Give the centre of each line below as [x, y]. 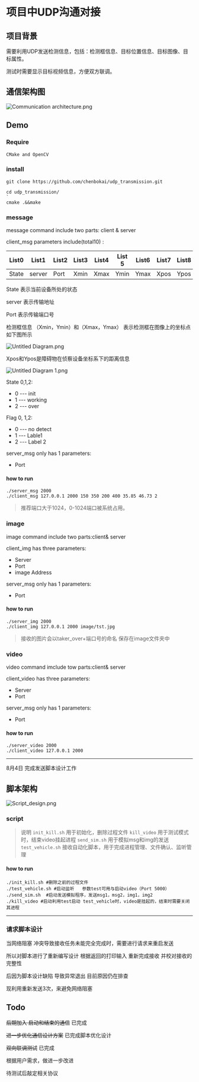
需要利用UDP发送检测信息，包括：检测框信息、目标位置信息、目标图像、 [95, 51]
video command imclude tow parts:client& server [66, 667]
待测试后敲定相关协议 [32, 1073]
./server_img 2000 [29, 621]
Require [18, 142]
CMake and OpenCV [28, 154]
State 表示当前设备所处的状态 [42, 289]
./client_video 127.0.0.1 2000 [45, 751]
